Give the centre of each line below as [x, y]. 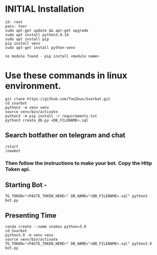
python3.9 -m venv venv [29, 235]
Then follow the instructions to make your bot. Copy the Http [78, 163]
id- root [14, 22]
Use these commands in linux [66, 75]
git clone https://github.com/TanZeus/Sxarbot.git [58, 99]
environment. [33, 86]
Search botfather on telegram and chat [65, 135]
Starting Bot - [26, 185]
